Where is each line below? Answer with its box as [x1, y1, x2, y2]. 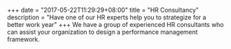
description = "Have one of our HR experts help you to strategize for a [7, 13, 207, 21]
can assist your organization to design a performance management [7, 28, 198, 36]
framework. [7, 35, 40, 43]
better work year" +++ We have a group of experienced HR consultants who [7, 21, 224, 28]
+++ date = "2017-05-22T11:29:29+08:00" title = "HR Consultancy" [7, 6, 199, 14]
